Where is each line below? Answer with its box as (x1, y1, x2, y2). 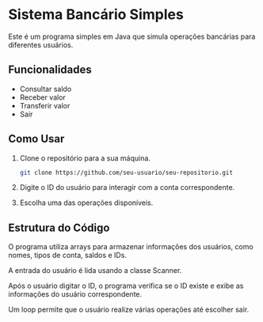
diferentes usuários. (8, 40, 74, 49)
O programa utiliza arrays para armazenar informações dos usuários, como (8, 242, 253, 252)
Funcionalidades (8, 63, 93, 77)
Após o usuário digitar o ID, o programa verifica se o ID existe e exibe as (8, 281, 244, 290)
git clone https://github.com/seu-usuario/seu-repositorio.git (19, 169, 234, 176)
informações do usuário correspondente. (8, 290, 143, 299)
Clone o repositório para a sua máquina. (19, 153, 151, 163)
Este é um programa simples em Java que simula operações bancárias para (8, 32, 256, 41)
